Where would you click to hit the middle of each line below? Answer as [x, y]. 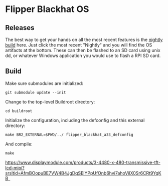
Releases [20, 28]
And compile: [19, 144]
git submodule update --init [36, 92]
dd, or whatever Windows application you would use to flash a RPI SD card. [83, 55]
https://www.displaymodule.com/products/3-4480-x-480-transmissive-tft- [83, 162]
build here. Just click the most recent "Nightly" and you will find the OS [79, 45]
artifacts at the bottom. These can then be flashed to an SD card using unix [83, 50]
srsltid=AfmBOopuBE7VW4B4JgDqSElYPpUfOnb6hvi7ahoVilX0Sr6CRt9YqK [83, 173]
